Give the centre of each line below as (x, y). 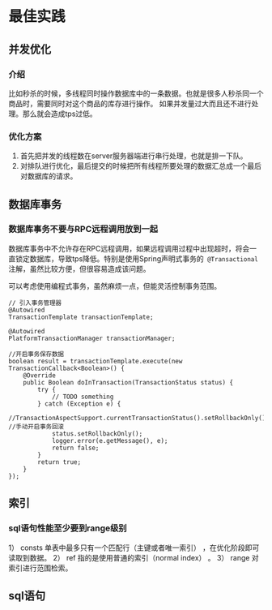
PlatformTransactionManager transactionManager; (92, 338)
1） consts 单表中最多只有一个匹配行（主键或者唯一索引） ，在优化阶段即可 (134, 548)
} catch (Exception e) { (79, 404)
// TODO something (83, 397)
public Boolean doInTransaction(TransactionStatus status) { (128, 382)
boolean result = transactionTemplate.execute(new (96, 361)
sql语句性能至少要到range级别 (68, 528)
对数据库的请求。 (49, 176)
